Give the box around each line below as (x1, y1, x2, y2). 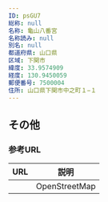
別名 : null (8, 42, 42, 50)
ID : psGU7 (8, 11, 42, 20)
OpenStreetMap (35, 181, 96, 192)
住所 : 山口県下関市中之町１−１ (8, 86, 98, 95)
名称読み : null (8, 34, 54, 42)
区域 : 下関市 (8, 57, 46, 65)
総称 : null (8, 19, 42, 27)
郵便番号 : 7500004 (8, 79, 66, 87)
